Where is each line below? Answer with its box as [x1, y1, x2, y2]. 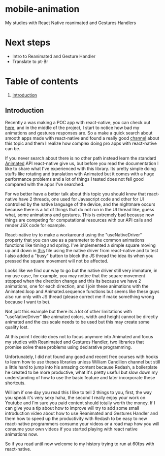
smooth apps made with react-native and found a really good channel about [5, 135, 160, 141]
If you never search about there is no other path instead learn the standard [5, 155, 157, 161]
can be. [5, 145, 21, 151]
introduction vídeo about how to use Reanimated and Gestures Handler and [5, 410, 158, 416]
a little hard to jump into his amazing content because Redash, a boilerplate [5, 364, 158, 370]
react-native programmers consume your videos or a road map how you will [5, 421, 160, 426]
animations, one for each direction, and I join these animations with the [5, 283, 149, 289]
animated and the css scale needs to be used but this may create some [5, 319, 150, 325]
